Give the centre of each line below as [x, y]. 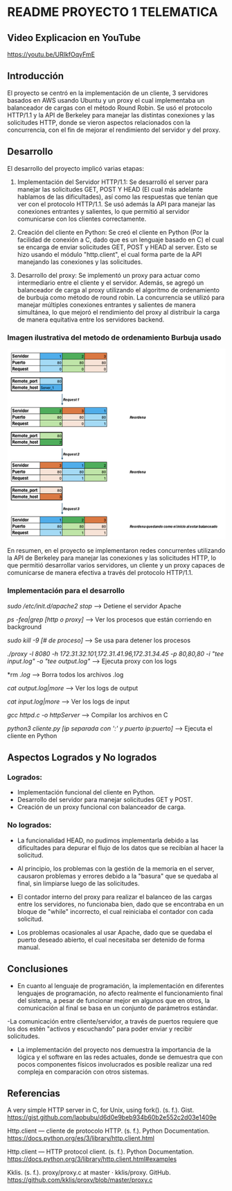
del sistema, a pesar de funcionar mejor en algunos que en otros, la [113, 1000]
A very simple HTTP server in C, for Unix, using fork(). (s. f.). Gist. [101, 1110]
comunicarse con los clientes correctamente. [82, 219]
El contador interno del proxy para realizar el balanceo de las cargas [115, 897]
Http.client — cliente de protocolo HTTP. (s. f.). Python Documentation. [108, 1131]
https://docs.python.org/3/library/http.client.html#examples [92, 1159]
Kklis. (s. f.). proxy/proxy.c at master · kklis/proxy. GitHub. [89, 1173]
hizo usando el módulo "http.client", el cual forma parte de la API [109, 254]
